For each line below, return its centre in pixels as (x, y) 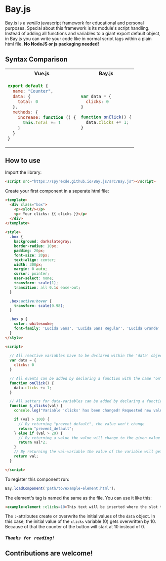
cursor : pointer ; (32, 274)
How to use (23, 160)
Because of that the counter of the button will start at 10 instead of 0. (75, 527)
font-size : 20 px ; (32, 255)
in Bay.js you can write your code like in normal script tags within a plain (78, 39)
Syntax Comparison (36, 60)
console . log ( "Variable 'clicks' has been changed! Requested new (83, 410)
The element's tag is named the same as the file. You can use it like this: (79, 498)
